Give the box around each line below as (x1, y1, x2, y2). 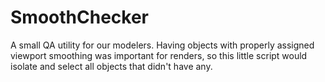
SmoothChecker (10, 6, 149, 29)
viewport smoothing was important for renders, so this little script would (10, 49, 308, 61)
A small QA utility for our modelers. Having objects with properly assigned (10, 39, 315, 51)
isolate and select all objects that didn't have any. (10, 60, 213, 72)
